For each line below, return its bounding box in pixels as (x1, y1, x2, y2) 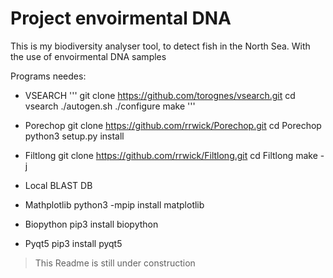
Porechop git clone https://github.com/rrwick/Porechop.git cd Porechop (24, 119, 322, 131)
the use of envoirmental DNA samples (10, 50, 167, 62)
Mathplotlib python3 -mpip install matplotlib (24, 198, 205, 211)
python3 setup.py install (24, 130, 125, 142)
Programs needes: (10, 70, 87, 82)
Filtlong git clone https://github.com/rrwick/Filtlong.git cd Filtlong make (24, 149, 318, 161)
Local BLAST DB (24, 179, 93, 191)
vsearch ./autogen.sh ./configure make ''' (24, 100, 196, 112)
